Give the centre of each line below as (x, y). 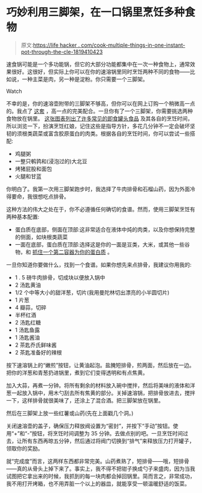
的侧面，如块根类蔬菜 (41, 237)
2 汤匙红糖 (28, 322)
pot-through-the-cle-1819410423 (62, 52)
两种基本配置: (23, 217)
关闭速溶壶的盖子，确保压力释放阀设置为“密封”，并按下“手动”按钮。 (90, 426)
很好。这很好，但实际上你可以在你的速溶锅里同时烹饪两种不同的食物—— (100, 71)
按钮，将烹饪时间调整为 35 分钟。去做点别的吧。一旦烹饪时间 (108, 433)
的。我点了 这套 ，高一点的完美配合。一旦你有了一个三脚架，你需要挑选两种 (100, 111)
